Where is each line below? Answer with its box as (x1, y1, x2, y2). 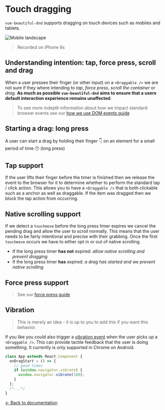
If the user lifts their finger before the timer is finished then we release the (5, 175, 155, 181)
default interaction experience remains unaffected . (5, 95, 112, 101)
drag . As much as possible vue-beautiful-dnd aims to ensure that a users (5, 90, 157, 96)
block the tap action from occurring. (5, 195, 79, 201)
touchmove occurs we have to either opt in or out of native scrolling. (5, 239, 141, 245)
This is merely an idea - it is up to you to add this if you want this (17, 319, 149, 325)
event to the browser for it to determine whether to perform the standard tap (5, 180, 160, 186)
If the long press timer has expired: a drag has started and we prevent (12, 259, 156, 265)
